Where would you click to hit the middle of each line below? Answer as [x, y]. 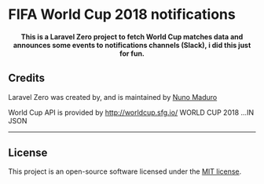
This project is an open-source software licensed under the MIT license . [125, 171]
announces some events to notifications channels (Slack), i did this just [132, 45]
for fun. [132, 53]
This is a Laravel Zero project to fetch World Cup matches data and [132, 36]
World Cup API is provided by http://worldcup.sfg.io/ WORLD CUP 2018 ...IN [131, 112]
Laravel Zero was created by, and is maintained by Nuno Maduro [113, 97]
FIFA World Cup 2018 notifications [122, 15]
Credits [27, 78]
